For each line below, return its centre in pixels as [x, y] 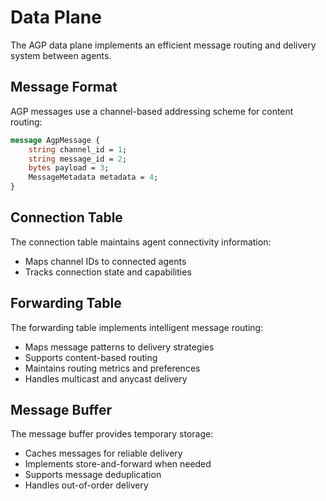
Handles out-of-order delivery [86, 485]
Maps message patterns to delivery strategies [119, 347]
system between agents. [61, 55]
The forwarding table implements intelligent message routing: [137, 327]
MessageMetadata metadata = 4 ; [93, 177]
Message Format [64, 87]
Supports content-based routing [91, 357]
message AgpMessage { [55, 140]
